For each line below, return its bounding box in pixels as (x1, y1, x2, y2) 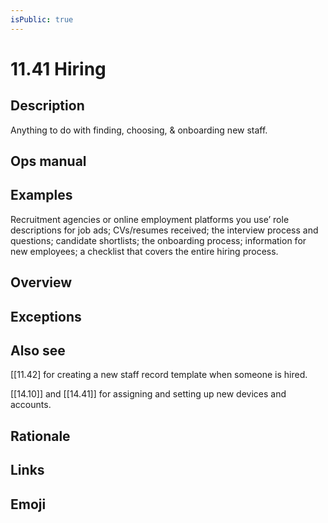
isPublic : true (10, 14, 74, 25)
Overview (10, 274, 73, 291)
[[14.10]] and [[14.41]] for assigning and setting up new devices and (10, 388, 287, 400)
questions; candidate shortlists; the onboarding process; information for (10, 234, 307, 246)
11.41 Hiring (10, 57, 107, 80)
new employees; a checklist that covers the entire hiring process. (10, 245, 279, 257)
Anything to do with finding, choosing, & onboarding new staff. (10, 124, 268, 136)
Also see (10, 342, 66, 359)
